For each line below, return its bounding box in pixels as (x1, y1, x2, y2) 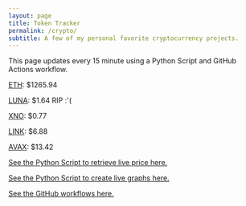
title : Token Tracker (8, 19, 81, 27)
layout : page (8, 11, 52, 20)
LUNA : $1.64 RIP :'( (8, 95, 72, 105)
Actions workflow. (8, 65, 68, 75)
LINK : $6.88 (8, 127, 48, 136)
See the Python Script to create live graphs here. (8, 173, 170, 183)
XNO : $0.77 (8, 111, 47, 121)
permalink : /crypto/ (8, 26, 78, 34)
